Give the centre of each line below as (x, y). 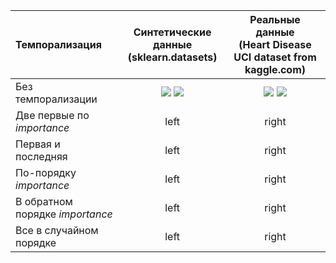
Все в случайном (57, 230)
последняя (41, 156)
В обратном (44, 201)
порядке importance (64, 214)
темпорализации (56, 99)
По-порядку (46, 172)
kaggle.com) (275, 69)
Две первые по (52, 115)
